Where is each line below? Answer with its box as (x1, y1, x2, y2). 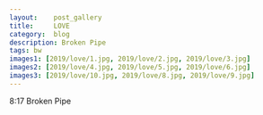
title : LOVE (9, 21, 70, 30)
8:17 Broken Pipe (9, 95, 72, 106)
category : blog (9, 29, 70, 38)
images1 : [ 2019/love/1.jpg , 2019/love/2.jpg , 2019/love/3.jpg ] (9, 54, 251, 63)
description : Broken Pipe (9, 37, 106, 47)
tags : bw (9, 46, 42, 55)
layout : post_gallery (9, 12, 102, 22)
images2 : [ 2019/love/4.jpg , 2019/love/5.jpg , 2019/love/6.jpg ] (9, 63, 251, 72)
